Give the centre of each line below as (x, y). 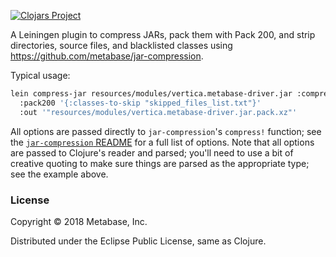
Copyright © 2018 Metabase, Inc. (79, 221)
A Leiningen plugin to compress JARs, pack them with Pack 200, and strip (163, 34)
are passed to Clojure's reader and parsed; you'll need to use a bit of (152, 152)
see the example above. (59, 174)
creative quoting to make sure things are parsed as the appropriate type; (160, 163)
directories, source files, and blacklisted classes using (121, 45)
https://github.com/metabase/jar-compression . (107, 56)
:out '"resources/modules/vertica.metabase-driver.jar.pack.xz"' (158, 112)
